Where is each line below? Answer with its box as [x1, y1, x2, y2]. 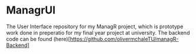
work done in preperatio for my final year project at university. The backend [6, 29, 190, 36]
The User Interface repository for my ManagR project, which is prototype [6, 23, 184, 30]
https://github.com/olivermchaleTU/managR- [70, 35, 179, 42]
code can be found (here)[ [6, 35, 70, 42]
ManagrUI [6, 4, 56, 17]
